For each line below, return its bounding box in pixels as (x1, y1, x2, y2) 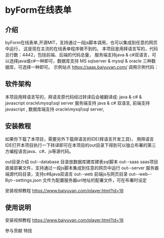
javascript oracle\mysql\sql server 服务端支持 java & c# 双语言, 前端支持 (5, 100, 150, 106)
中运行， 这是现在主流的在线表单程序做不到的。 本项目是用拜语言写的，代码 (5, 46, 158, 52)
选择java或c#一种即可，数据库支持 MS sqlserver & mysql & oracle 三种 (9, 58, 152, 64)
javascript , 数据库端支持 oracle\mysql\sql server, (5, 106, 105, 112)
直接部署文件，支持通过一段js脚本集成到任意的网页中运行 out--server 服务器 (5, 165, 159, 171)
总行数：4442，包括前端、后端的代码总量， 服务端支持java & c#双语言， (5, 52, 152, 58)
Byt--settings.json (5, 177, 42, 183)
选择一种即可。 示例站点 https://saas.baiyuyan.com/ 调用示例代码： (22, 64, 159, 70)
